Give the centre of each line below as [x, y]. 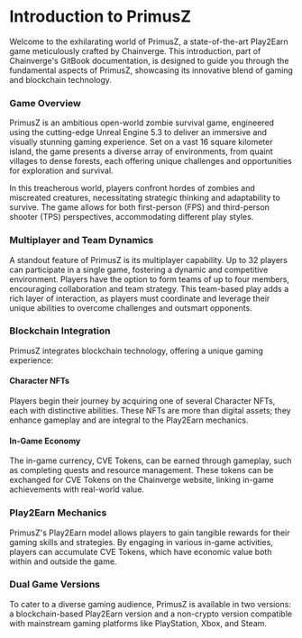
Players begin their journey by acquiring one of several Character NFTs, [142, 401]
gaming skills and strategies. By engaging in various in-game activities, [141, 542]
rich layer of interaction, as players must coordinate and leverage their [140, 298]
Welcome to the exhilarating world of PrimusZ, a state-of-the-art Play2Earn [149, 41]
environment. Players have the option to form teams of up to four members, [150, 279]
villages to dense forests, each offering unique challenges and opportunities [151, 161]
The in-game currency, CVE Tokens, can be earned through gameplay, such [151, 460]
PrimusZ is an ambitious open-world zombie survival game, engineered [142, 123]
